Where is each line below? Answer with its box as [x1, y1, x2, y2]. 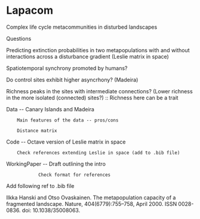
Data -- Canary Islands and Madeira [6, 105, 94, 112]
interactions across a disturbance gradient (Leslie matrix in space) [6, 53, 169, 60]
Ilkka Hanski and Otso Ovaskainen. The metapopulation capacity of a [6, 194, 176, 201]
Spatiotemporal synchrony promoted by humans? [6, 64, 128, 72]
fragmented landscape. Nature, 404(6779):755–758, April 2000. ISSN [6, 200, 177, 207]
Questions [6, 35, 32, 42]
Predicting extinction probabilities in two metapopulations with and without [6, 46, 190, 54]
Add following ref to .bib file [6, 182, 75, 189]
